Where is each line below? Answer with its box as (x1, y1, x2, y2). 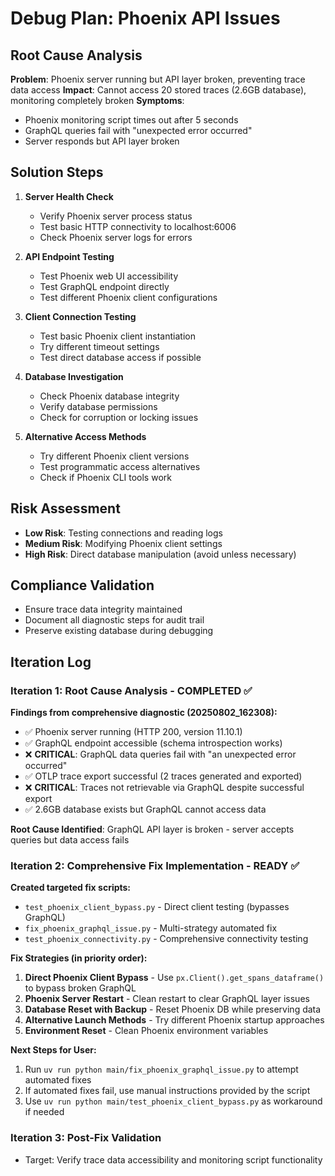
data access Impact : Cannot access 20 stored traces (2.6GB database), (10, 84, 307, 96)
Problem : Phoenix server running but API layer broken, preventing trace (10, 73, 306, 85)
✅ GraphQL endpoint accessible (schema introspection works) (24, 737, 283, 749)
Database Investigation (24, 370, 124, 382)
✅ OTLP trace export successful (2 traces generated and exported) (24, 770, 303, 782)
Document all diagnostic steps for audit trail (24, 614, 205, 626)
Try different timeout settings (39, 340, 160, 352)
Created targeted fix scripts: (10, 882, 132, 894)
